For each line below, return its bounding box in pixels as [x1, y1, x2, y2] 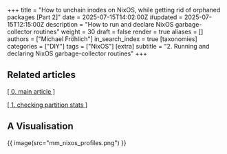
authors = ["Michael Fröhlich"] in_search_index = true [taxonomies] [7, 35, 197, 43]
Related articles [7, 69, 76, 81]
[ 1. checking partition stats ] [7, 101, 88, 109]
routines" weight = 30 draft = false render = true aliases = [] [33, 27, 204, 36]
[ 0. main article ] [7, 87, 56, 95]
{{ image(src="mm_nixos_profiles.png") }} [7, 138, 127, 146]
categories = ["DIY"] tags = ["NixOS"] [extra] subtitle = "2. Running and [7, 42, 210, 50]
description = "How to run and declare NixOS [45, 21, 174, 28]
